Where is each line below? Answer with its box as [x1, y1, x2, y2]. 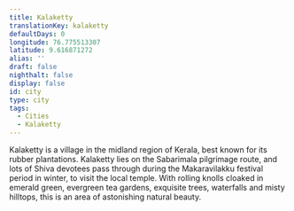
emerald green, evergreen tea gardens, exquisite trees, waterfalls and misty [9, 183, 285, 192]
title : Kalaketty [9, 12, 73, 22]
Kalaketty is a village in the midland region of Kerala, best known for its [9, 145, 267, 155]
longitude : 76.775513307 [9, 37, 101, 47]
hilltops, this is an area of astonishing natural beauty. [9, 191, 202, 202]
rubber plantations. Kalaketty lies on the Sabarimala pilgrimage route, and [9, 154, 277, 164]
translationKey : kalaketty [9, 21, 109, 30]
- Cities [17, 112, 50, 121]
